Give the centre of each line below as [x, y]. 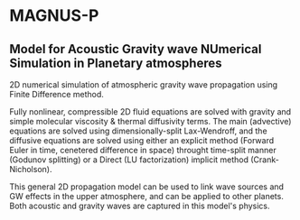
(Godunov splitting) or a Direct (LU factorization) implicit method [129, 160]
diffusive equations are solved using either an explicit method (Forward [142, 140]
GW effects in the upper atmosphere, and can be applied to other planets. [147, 196]
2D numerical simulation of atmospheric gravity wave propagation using [144, 85]
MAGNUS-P [54, 16]
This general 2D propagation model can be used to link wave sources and [147, 187]
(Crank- [265, 160]
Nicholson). [31, 169]
